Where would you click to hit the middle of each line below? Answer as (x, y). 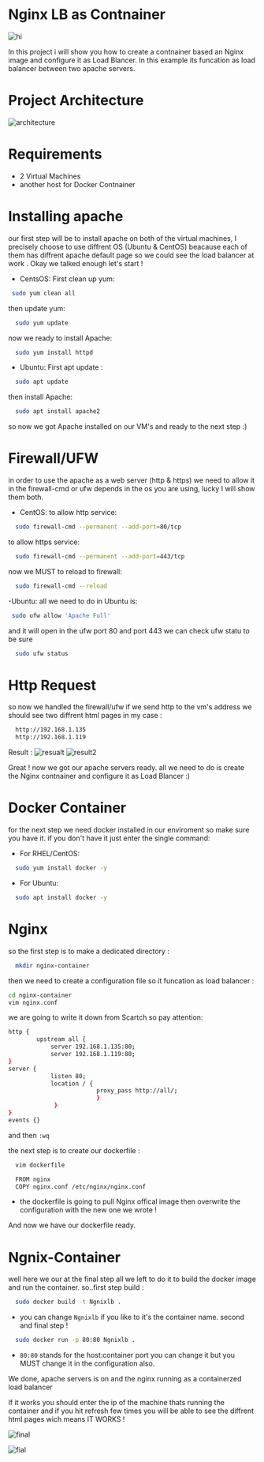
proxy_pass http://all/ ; (137, 1091)
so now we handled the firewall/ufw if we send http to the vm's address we (130, 707)
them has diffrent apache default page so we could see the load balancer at (131, 255)
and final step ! (44, 1325)
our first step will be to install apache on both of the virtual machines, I (123, 238)
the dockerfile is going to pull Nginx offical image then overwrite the (130, 1201)
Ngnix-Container (64, 1257)
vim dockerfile (40, 1165)
